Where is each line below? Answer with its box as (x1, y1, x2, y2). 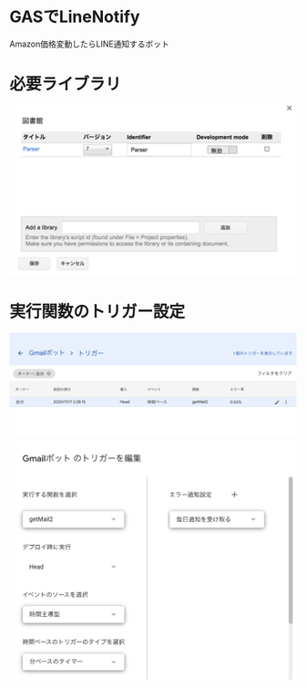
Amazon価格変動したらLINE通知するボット (9, 38, 170, 49)
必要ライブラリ (9, 74, 122, 95)
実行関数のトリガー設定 (9, 301, 186, 322)
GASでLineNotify (9, 6, 140, 27)
